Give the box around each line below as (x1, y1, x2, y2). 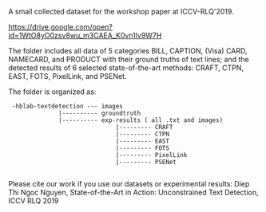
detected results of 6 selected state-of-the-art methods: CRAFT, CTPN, (8, 63, 244, 73)
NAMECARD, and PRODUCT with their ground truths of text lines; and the (8, 55, 249, 64)
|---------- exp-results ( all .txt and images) (58, 116, 224, 124)
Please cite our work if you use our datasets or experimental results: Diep (8, 179, 250, 188)
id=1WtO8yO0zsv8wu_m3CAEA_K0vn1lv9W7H (8, 31, 162, 40)
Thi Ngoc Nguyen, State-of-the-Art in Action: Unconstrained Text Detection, (8, 187, 259, 197)
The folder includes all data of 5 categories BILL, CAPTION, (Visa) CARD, (8, 46, 248, 55)
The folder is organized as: (8, 87, 97, 96)
